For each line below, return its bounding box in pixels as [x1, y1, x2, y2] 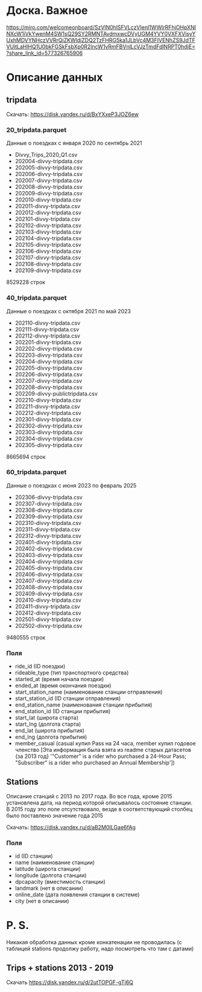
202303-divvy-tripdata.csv [14, 428, 83, 436]
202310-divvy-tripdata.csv [14, 519, 81, 526]
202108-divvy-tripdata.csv [14, 261, 81, 268]
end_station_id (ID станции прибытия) [14, 708, 111, 715]
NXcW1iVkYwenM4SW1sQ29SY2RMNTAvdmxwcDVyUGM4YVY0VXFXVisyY [6, 30, 196, 37]
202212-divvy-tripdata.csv [14, 409, 81, 416]
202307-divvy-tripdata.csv [14, 500, 83, 507]
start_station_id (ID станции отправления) [14, 695, 121, 702]
